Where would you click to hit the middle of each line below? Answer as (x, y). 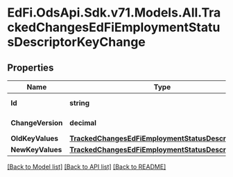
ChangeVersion (37, 123)
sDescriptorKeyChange (76, 42)
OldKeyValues (35, 138)
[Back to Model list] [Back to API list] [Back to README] (87, 167)
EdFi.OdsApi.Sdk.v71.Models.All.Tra (114, 13)
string (79, 103)
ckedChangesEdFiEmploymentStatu (114, 27)
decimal (83, 123)
